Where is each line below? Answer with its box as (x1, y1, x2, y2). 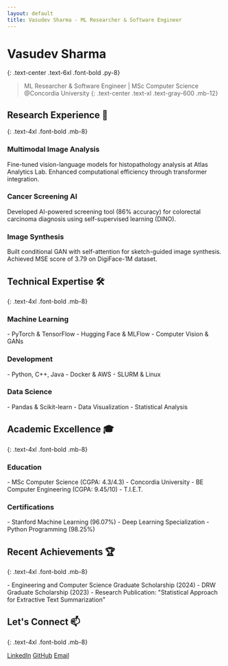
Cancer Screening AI (7, 192, 77, 201)
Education (7, 462, 42, 472)
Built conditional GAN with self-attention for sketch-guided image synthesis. (7, 248, 222, 256)
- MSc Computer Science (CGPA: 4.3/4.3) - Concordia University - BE (7, 478, 204, 486)
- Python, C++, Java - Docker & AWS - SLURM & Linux (7, 370, 161, 378)
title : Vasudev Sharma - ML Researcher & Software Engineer (7, 16, 183, 23)
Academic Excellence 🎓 (7, 424, 114, 435)
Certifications (7, 502, 55, 512)
